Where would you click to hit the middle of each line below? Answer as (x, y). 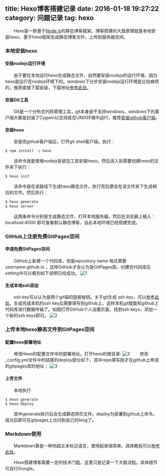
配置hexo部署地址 (23, 342)
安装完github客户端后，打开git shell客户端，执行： (65, 142)
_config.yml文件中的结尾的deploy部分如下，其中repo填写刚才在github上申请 (82, 360)
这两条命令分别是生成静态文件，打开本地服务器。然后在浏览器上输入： (85, 216)
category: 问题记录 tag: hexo (50, 18)
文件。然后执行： (31, 192)
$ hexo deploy (20, 404)
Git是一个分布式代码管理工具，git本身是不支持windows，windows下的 (85, 111)
